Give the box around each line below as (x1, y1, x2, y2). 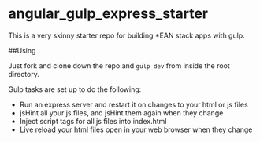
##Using (8, 46, 36, 55)
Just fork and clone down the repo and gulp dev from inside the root (8, 60, 230, 71)
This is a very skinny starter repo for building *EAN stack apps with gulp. (8, 31, 246, 40)
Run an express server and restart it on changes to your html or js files (19, 100, 248, 109)
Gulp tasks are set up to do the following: (8, 84, 142, 94)
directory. (8, 69, 39, 78)
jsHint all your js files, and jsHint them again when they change (19, 107, 224, 118)
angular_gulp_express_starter (8, 5, 209, 23)
